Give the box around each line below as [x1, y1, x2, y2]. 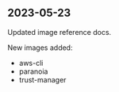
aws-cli [18, 58, 44, 67]
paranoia [18, 67, 48, 76]
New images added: [7, 43, 73, 52]
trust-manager [18, 75, 67, 84]
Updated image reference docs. [7, 27, 112, 36]
